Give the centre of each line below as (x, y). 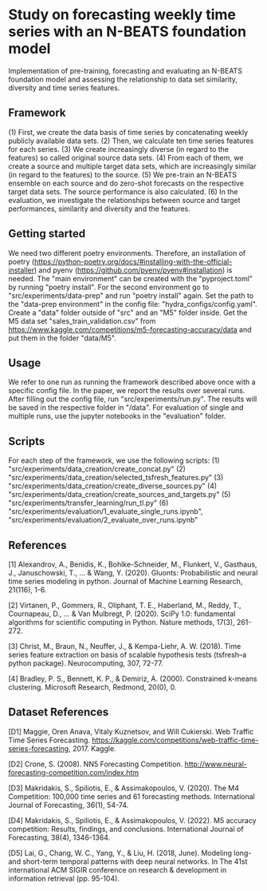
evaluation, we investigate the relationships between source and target (124, 200)
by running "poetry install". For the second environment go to (109, 287)
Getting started (47, 234)
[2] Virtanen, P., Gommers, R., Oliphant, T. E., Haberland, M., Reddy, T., (125, 605)
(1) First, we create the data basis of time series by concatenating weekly (128, 132)
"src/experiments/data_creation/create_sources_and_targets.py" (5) (120, 495)
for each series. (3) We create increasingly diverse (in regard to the (119, 149)
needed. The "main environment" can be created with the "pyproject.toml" (131, 278)
